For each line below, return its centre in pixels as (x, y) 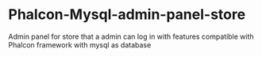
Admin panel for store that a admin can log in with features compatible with (131, 36)
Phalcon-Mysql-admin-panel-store (127, 15)
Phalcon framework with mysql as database (80, 44)
